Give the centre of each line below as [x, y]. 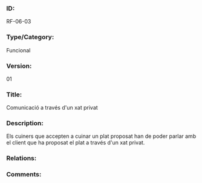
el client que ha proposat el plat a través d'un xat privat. [76, 143]
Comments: [24, 175]
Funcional [18, 50]
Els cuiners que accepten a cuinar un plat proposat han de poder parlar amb [101, 136]
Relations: [21, 158]
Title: [14, 95]
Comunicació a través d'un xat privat [52, 108]
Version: [19, 66]
